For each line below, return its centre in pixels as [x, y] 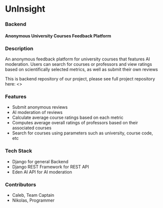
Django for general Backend [40, 161]
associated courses [32, 128]
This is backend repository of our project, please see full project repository [80, 79]
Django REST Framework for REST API [50, 167]
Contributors [21, 185]
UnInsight [25, 9]
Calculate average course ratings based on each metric [68, 117]
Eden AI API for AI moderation [42, 172]
